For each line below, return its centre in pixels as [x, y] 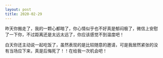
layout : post [18, 9]
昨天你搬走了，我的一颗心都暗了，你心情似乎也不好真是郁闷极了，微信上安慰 [81, 28]
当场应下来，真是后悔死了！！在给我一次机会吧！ [58, 51]
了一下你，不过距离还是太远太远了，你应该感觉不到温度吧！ [65, 34]
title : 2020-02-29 [24, 14]
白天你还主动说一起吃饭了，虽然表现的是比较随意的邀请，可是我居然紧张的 [79, 44]
